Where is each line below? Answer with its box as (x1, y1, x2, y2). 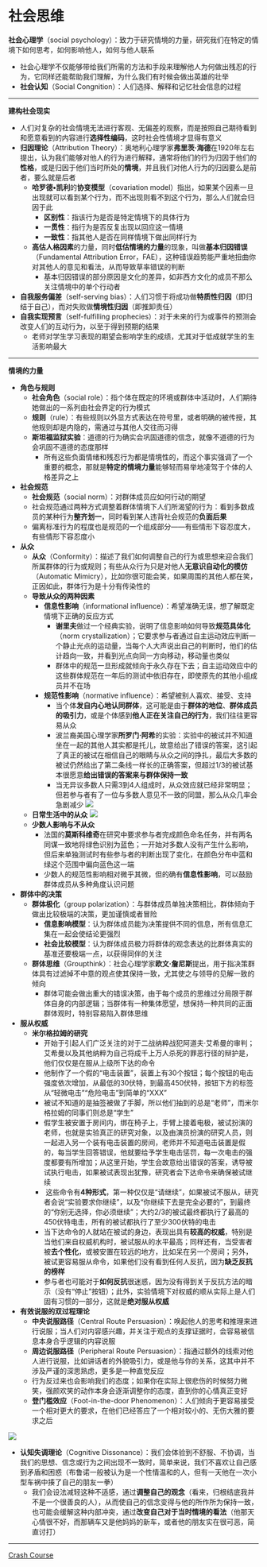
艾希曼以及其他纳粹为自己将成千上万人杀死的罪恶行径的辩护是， (43, 1048, 253, 1058)
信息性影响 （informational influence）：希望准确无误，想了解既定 (43, 601, 255, 610)
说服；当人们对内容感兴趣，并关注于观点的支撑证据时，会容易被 (38, 1326, 248, 1336)
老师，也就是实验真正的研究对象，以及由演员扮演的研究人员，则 (43, 1128, 253, 1137)
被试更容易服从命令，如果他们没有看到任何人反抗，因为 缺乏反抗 (43, 1256, 253, 1266)
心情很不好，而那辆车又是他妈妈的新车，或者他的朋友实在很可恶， (31, 1517, 248, 1526)
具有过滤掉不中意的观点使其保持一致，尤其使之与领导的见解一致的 (38, 969, 255, 978)
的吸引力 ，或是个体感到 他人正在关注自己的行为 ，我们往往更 (55, 710, 251, 720)
